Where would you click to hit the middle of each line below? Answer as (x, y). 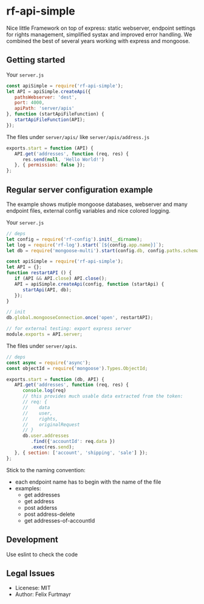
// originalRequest (51, 424)
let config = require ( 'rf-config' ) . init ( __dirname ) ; (74, 239)
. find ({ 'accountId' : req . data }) (73, 442)
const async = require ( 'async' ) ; (49, 363)
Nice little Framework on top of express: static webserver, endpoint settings (101, 28)
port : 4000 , (29, 103)
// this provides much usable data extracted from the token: (103, 396)
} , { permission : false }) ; (50, 165)
